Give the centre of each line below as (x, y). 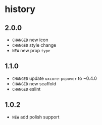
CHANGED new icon (30, 40)
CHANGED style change (34, 45)
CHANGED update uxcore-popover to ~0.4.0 (54, 78)
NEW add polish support (36, 117)
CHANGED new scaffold (34, 83)
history (20, 9)
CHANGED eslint (26, 89)
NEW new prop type (31, 50)
